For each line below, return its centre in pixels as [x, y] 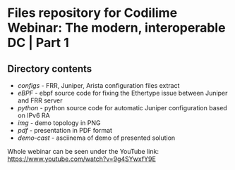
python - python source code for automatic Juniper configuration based [122, 108]
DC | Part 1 [38, 43]
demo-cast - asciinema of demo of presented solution [96, 138]
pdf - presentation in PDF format [65, 130]
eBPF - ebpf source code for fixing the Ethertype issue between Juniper [122, 93]
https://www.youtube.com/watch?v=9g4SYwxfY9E [82, 159]
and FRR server [40, 100]
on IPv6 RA [34, 115]
